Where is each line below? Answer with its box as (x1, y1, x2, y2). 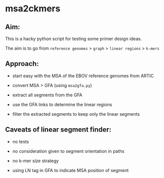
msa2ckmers (5, 3, 61, 14)
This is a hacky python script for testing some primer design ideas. (5, 36, 142, 42)
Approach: (5, 60, 39, 68)
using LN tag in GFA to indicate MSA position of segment (12, 167, 129, 173)
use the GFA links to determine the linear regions (12, 101, 112, 107)
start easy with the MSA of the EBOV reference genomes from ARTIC (12, 73, 154, 79)
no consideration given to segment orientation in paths (12, 148, 125, 154)
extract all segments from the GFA (12, 92, 82, 98)
